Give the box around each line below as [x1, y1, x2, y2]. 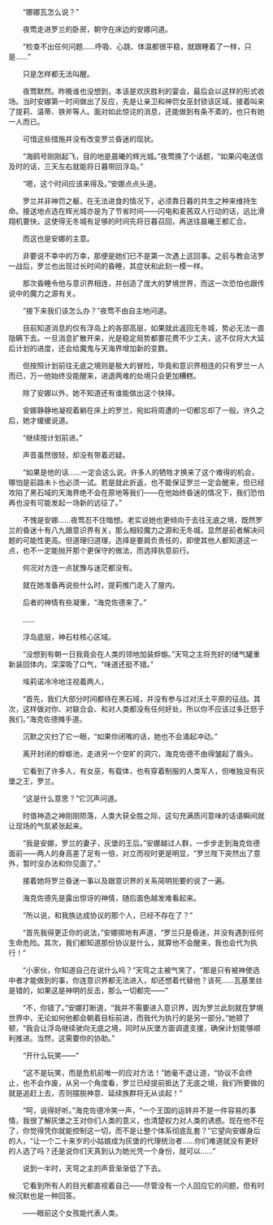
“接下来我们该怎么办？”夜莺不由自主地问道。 [22, 306, 172, 315]
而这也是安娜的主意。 [22, 234, 94, 243]
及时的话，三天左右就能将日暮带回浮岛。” [8, 162, 144, 171]
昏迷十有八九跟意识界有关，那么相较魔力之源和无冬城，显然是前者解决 [22, 525, 258, 535]
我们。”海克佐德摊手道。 [8, 715, 87, 723]
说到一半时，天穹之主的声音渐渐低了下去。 [22, 1163, 165, 1173]
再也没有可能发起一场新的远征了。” [8, 498, 123, 507]
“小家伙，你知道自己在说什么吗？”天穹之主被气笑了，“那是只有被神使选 [22, 966, 260, 975]
